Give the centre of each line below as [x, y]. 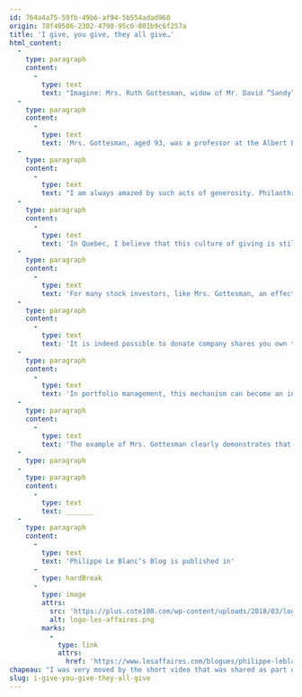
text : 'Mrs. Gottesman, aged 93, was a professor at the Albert [164, 143]
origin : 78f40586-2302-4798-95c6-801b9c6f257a [98, 26]
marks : [54, 628]
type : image [64, 594]
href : [76, 662]
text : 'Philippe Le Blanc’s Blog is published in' [138, 561]
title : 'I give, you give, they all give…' [92, 34]
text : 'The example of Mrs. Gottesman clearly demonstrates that [167, 444]
